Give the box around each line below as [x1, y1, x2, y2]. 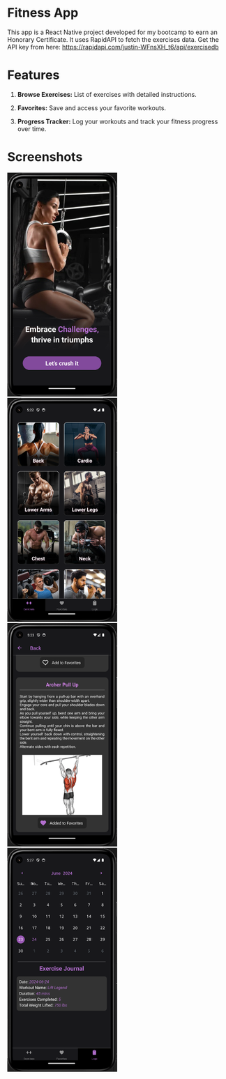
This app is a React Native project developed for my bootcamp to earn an [7, 28, 218, 36]
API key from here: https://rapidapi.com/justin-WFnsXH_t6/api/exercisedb [7, 43, 219, 51]
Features [7, 68, 60, 83]
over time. [17, 124, 47, 133]
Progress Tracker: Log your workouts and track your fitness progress [17, 117, 218, 125]
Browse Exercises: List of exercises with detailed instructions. [17, 90, 197, 98]
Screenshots [7, 149, 83, 165]
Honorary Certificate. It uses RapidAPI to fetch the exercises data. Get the [7, 35, 220, 43]
